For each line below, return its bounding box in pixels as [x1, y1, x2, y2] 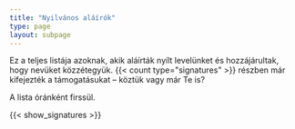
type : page [9, 22, 51, 31]
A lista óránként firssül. [9, 92, 96, 103]
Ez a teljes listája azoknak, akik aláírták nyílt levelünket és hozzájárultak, [9, 55, 280, 66]
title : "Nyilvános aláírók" [9, 13, 117, 23]
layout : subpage [9, 30, 71, 39]
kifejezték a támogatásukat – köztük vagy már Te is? [9, 74, 206, 85]
